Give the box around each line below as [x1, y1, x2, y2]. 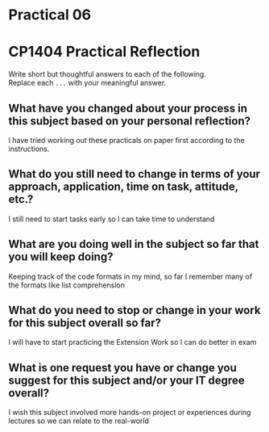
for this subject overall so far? [8, 316, 161, 329]
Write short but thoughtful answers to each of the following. [8, 69, 207, 79]
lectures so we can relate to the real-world [8, 416, 149, 426]
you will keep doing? [8, 250, 114, 264]
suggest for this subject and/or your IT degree [8, 373, 245, 387]
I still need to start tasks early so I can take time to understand [8, 214, 215, 224]
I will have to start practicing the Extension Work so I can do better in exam [8, 338, 257, 347]
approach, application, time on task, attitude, [8, 180, 239, 194]
